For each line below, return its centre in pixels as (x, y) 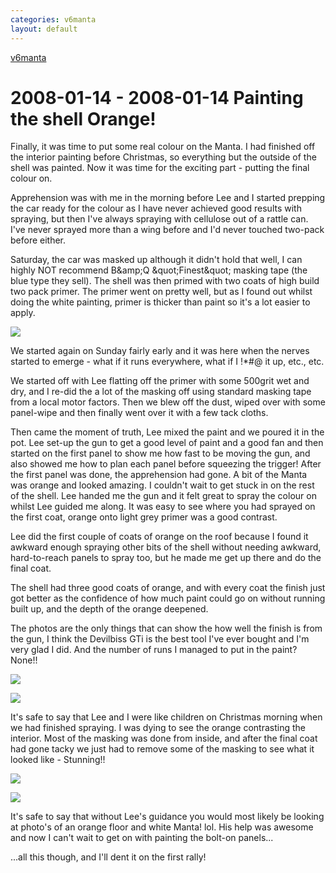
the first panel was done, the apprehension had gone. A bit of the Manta (159, 475)
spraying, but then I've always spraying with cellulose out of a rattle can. (159, 219)
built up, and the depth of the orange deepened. (109, 609)
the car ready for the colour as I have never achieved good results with (156, 208)
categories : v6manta (53, 19)
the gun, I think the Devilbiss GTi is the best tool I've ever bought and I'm (160, 639)
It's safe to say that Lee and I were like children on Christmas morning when (166, 717)
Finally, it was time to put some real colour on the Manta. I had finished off (163, 147)
